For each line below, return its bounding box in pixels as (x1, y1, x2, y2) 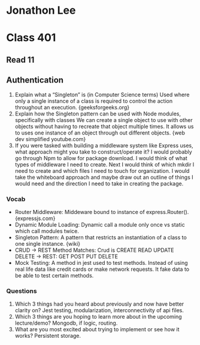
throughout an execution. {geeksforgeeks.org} (14, 103, 130, 111)
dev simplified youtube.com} (14, 135, 86, 142)
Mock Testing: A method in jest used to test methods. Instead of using (14, 259, 188, 266)
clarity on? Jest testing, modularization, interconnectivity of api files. (14, 307, 184, 314)
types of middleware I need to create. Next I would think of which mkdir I (14, 161, 195, 168)
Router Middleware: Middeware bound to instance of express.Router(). (14, 208, 189, 215)
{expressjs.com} (14, 215, 56, 222)
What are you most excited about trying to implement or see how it (14, 326, 180, 333)
